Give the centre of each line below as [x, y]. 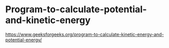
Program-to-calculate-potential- [76, 9]
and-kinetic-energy [48, 20]
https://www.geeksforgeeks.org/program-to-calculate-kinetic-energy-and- [84, 34]
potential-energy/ [24, 40]
